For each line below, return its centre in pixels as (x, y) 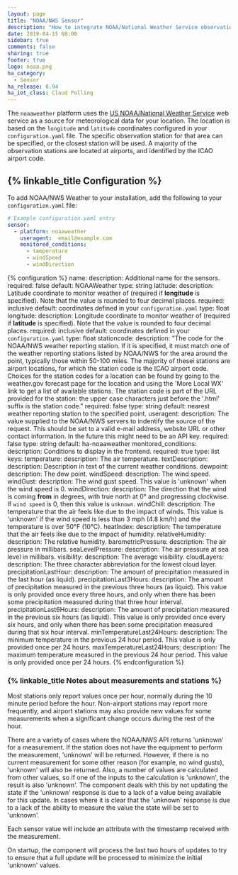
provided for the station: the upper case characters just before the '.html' (114, 399)
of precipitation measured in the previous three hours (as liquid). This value (117, 586)
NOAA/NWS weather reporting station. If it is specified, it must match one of (119, 345)
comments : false (31, 47)
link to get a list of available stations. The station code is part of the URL (112, 391)
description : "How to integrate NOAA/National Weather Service (103, 27)
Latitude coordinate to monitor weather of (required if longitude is (104, 293)
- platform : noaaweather (50, 231)
